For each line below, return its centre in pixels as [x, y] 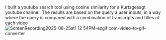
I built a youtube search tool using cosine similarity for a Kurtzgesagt [75, 7]
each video [17, 23]
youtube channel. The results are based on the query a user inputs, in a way [83, 12]
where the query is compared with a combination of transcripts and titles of [83, 18]
